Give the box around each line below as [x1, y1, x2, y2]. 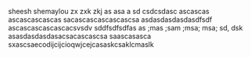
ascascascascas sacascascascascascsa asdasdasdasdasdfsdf [8, 15, 213, 24]
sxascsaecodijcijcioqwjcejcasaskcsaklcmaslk [8, 40, 154, 49]
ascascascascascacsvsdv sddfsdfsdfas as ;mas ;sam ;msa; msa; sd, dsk [8, 23, 243, 32]
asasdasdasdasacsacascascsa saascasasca [8, 31, 152, 41]
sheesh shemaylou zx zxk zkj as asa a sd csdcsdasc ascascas [8, 7, 210, 16]
